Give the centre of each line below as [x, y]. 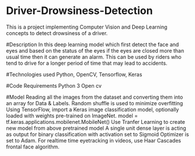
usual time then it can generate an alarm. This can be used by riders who [94, 57]
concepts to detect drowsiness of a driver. [57, 33]
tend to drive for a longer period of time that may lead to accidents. [87, 63]
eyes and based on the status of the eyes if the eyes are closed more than [95, 50]
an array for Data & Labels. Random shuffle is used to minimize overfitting [95, 103]
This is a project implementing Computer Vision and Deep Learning [87, 27]
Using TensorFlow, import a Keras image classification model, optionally [93, 109]
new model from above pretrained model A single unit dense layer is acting [96, 128]
